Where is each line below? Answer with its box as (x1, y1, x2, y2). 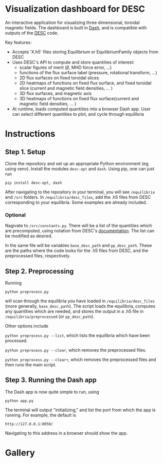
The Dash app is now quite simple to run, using (5, 389, 99, 395)
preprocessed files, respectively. (5, 253, 71, 259)
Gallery (5, 447, 35, 459)
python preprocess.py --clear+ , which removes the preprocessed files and (5, 357, 157, 362)
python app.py (5, 398, 34, 403)
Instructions (5, 128, 55, 140)
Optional (5, 211, 26, 218)
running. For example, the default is (5, 412, 76, 418)
